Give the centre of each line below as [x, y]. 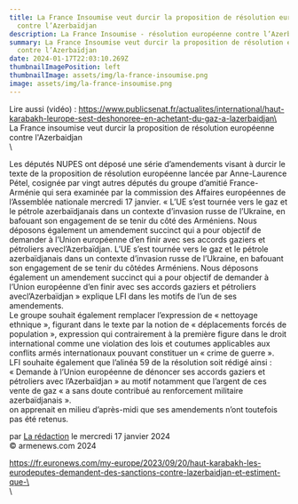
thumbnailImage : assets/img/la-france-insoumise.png [109, 76]
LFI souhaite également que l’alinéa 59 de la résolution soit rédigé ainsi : [141, 362]
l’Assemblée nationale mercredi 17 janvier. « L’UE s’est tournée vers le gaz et [149, 202]
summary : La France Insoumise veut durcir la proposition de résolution [146, 42]
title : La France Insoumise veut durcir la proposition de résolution [142, 17]
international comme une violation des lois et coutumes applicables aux [140, 343]
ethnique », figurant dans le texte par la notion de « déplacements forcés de [148, 324]
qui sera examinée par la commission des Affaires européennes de [164, 192]
